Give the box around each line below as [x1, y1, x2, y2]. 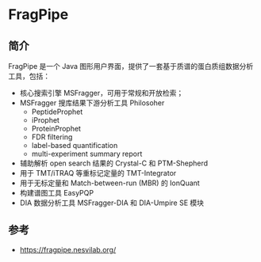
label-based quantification [31, 141, 118, 150]
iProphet [31, 116, 59, 124]
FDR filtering [31, 132, 73, 142]
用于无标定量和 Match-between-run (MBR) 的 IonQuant [19, 178, 200, 188]
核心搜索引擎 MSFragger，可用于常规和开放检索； [19, 89, 184, 97]
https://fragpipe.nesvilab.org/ [19, 245, 117, 254]
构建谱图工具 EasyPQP [19, 188, 94, 197]
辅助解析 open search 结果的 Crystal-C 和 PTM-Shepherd [19, 158, 209, 168]
